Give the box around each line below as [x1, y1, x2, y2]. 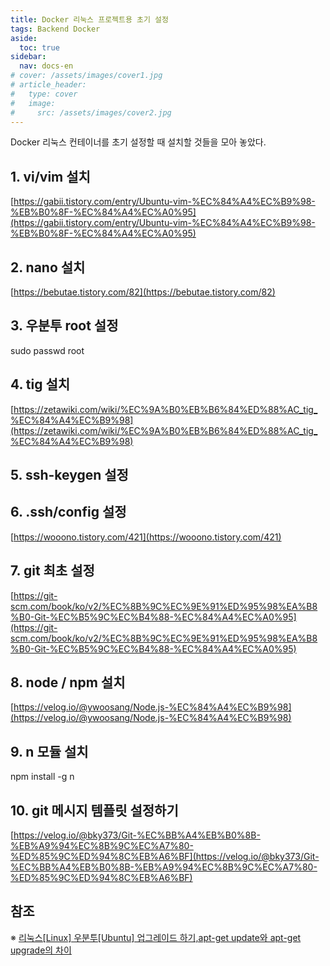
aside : [10, 33, 38, 43]
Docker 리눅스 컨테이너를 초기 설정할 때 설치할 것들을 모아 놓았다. [10, 136, 267, 148]
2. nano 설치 [10, 259, 86, 276]
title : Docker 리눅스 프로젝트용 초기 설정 [10, 14, 169, 25]
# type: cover [10, 89, 78, 99]
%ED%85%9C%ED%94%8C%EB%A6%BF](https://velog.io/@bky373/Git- [10, 851, 320, 863]
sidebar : [10, 52, 47, 62]
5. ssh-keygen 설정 [10, 467, 129, 484]
